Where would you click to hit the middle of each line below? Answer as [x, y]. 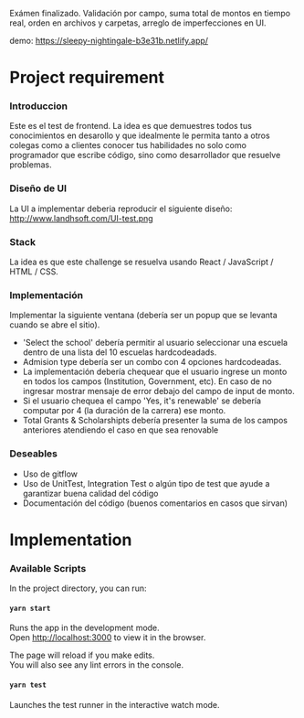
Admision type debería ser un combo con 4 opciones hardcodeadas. [152, 362]
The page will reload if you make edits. [82, 655]
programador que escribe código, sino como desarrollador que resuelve [145, 155]
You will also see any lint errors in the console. [97, 665]
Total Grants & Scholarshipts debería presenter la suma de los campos [155, 421]
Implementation [71, 540]
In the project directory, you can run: [78, 588]
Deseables [33, 454]
